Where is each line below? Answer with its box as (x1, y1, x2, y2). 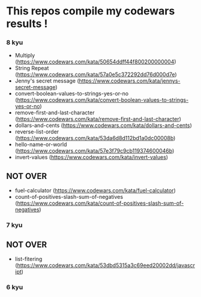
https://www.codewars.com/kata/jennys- (79, 77, 181, 84)
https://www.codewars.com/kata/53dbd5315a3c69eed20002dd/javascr (17, 262, 196, 269)
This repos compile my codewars (6, 4, 175, 18)
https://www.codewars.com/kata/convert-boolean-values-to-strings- (17, 96, 189, 104)
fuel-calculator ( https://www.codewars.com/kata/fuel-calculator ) (14, 187, 176, 194)
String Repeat (14, 65, 49, 72)
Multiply (14, 52, 35, 59)
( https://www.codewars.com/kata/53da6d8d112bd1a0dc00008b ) (14, 135, 176, 142)
